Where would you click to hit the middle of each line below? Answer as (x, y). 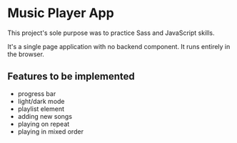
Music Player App (61, 13)
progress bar (37, 93)
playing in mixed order (51, 131)
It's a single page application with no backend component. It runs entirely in (119, 46)
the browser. (26, 54)
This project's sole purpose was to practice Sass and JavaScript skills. (111, 33)
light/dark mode (41, 101)
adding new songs (45, 116)
